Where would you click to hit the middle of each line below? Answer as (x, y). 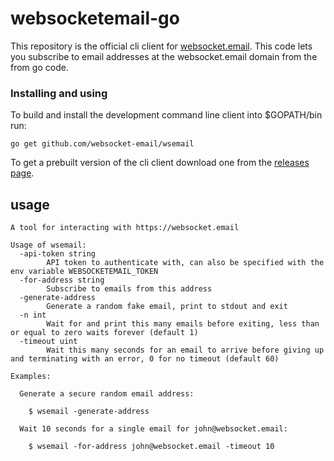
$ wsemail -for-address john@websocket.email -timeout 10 (151, 447)
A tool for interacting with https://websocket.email (125, 228)
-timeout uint (48, 342)
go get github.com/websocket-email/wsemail (102, 144)
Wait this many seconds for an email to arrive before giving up (185, 350)
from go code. (39, 67)
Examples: (31, 377)
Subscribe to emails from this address (129, 289)
